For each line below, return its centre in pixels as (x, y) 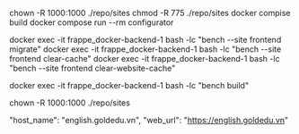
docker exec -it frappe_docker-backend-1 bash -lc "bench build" (129, 85)
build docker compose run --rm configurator (92, 22)
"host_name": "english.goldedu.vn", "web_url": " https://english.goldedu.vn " (149, 120)
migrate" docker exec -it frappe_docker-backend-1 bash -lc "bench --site (145, 49)
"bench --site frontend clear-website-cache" (92, 68)
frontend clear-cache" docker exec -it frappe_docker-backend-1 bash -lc (145, 59)
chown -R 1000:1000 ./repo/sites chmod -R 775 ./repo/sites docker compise (150, 13)
